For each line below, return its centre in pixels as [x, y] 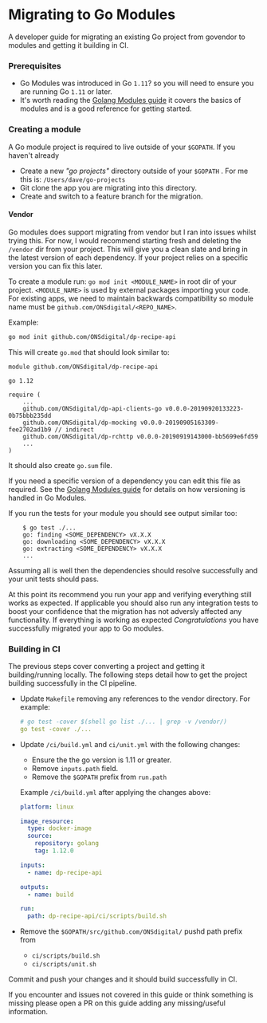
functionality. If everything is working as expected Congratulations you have [133, 620]
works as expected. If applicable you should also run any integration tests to [133, 603]
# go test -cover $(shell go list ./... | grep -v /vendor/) [124, 722]
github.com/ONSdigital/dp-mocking [80, 423]
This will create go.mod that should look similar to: [89, 352]
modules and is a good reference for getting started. [106, 108]
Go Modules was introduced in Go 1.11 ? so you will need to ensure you [137, 83]
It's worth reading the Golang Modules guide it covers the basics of [130, 100]
